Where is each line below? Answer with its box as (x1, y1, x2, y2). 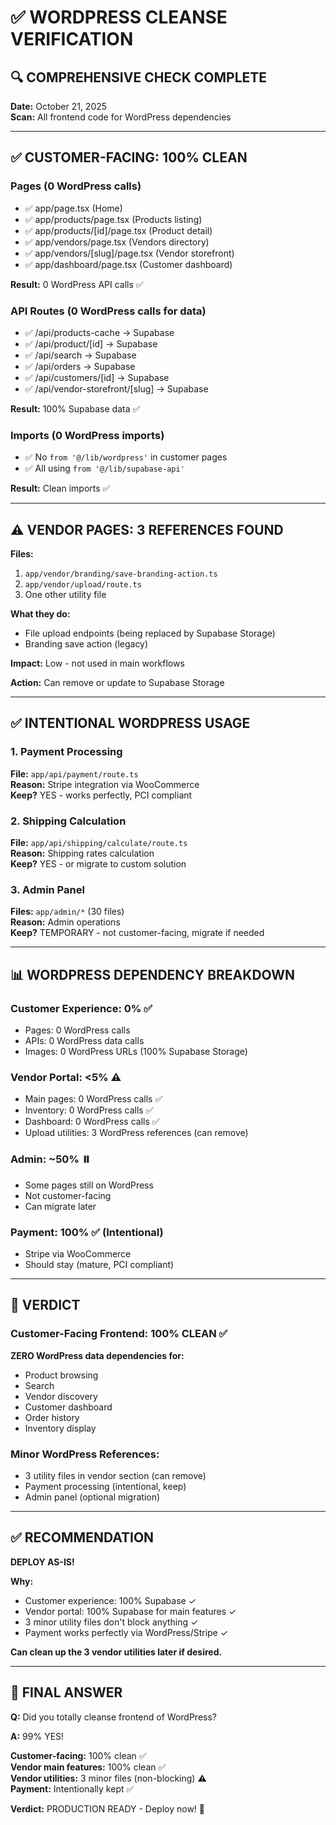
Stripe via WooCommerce (24, 1247, 132, 1260)
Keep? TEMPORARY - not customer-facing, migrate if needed (10, 927, 265, 939)
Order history (24, 1411, 80, 1423)
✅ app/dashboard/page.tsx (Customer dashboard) (24, 258, 233, 270)
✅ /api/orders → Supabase (24, 360, 136, 372)
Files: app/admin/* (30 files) (10, 906, 125, 918)
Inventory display (24, 1422, 97, 1434)
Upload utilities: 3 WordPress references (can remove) (24, 1127, 249, 1139)
